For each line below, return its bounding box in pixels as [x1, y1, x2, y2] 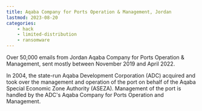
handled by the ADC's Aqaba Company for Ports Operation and [6, 92, 165, 98]
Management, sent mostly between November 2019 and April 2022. [6, 60, 175, 67]
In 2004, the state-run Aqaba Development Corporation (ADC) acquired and [6, 72, 195, 79]
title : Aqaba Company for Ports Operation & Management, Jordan [6, 8, 172, 15]
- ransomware [17, 37, 50, 43]
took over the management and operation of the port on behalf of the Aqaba [6, 78, 197, 86]
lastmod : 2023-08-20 [6, 15, 59, 21]
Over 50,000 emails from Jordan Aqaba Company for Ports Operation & [6, 54, 184, 61]
